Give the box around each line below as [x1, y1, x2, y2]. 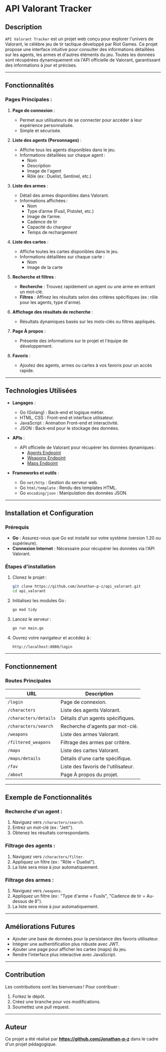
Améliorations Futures [5, 923, 75, 931]
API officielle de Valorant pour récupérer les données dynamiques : [19, 444, 156, 450]
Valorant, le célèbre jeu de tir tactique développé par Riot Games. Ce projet [5, 41, 158, 47]
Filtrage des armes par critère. [60, 739, 131, 745]
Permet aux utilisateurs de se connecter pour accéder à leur [19, 117, 142, 123]
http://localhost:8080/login [12, 644, 73, 649]
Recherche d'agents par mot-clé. [60, 723, 138, 730]
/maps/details [7, 755, 41, 761]
